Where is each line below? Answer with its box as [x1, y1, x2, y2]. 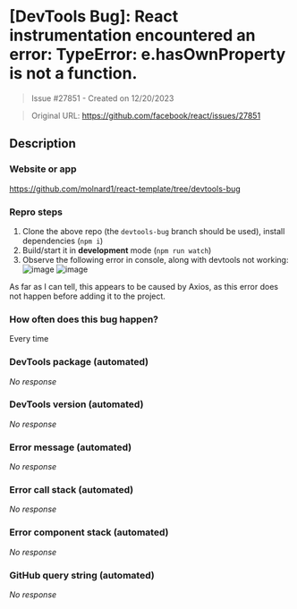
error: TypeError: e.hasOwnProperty [9, 45, 286, 64]
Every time [9, 334, 49, 344]
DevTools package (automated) [9, 356, 149, 368]
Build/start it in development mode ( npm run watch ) [21, 244, 212, 256]
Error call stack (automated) [9, 484, 134, 496]
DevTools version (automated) [9, 398, 144, 410]
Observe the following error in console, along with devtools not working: [21, 254, 289, 265]
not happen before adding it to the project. [9, 291, 165, 301]
